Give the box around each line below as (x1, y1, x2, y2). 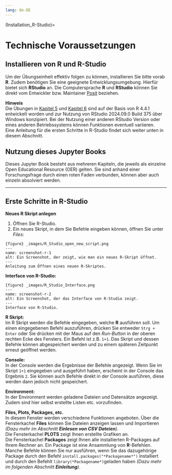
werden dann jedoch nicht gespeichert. (5, 379, 89, 385)
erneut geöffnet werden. (5, 347, 57, 353)
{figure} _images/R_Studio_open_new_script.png (5, 242, 109, 247)
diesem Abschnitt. (5, 132, 44, 138)
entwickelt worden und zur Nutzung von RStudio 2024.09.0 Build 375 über (5, 111, 163, 117)
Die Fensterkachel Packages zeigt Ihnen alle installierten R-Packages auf (5, 437, 160, 443)
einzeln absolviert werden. (5, 177, 61, 184)
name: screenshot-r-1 (5, 250, 52, 255)
